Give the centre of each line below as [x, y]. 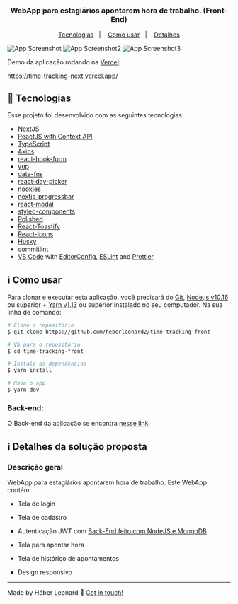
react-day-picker [42, 182]
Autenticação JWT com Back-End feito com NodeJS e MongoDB [112, 531]
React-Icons [35, 234]
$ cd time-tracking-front [45, 351]
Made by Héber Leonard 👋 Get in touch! [66, 592]
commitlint [33, 249]
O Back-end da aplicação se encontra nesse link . [79, 424]
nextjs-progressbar [46, 197]
